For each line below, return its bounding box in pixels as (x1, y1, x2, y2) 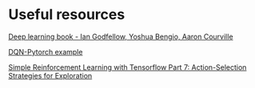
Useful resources (8, 6, 126, 24)
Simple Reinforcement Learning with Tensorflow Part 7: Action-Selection (8, 62, 247, 72)
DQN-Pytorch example (8, 47, 83, 56)
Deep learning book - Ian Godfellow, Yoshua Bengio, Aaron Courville (8, 32, 233, 41)
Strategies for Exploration (8, 71, 93, 80)
